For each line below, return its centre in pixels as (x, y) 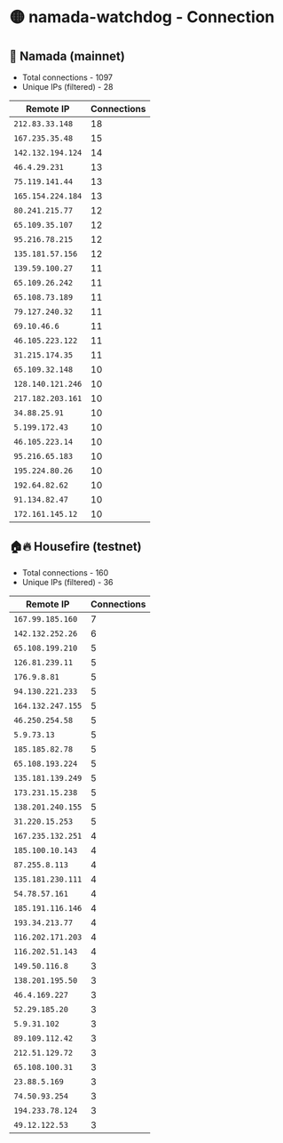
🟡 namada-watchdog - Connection (142, 17)
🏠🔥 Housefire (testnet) (75, 547)
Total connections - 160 (65, 572)
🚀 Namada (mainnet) (67, 56)
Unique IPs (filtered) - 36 (67, 582)
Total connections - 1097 (67, 77)
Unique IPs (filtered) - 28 (67, 87)
